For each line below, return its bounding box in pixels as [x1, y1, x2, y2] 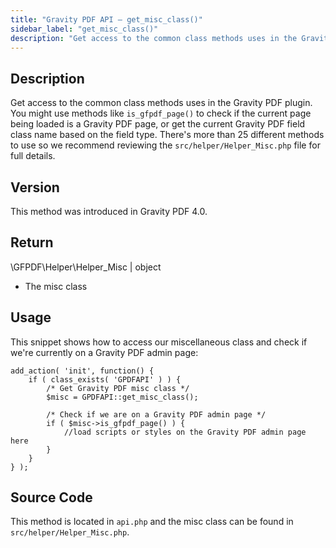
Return [10, 234, 54, 251]
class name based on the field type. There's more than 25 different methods [10, 129, 325, 141]
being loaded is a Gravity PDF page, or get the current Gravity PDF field [10, 118, 306, 130]
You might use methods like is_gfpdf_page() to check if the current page [10, 107, 312, 120]
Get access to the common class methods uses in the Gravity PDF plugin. [10, 97, 313, 109]
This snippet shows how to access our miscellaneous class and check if [10, 336, 308, 348]
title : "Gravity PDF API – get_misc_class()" [10, 14, 203, 25]
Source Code [10, 489, 93, 506]
